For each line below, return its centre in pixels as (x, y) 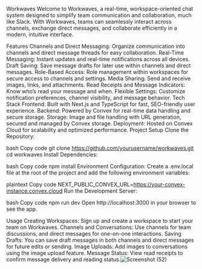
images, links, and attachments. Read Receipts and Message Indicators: (96, 85)
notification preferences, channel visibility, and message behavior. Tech (96, 98)
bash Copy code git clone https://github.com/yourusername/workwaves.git (100, 148)
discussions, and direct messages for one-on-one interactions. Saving (94, 234)
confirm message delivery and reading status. (64, 259)
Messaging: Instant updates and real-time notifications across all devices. (98, 59)
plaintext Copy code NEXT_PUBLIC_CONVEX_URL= (70, 184)
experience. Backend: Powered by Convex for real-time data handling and (98, 111)
